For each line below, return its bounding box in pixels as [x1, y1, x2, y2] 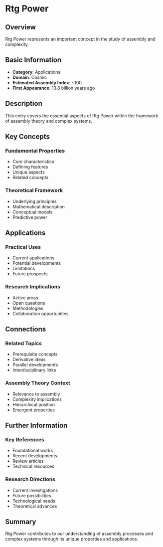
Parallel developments [12, 362, 58, 368]
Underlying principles [12, 198, 57, 204]
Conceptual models [12, 209, 53, 215]
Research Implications [5, 283, 61, 290]
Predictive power [12, 214, 47, 220]
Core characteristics [12, 159, 54, 165]
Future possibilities [12, 492, 51, 499]
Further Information [5, 421, 68, 429]
